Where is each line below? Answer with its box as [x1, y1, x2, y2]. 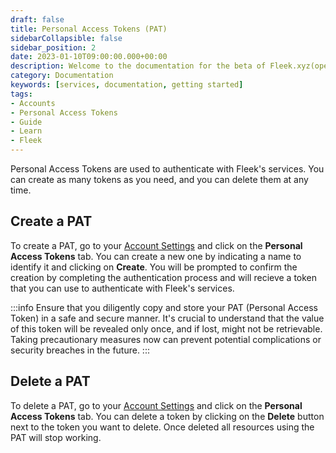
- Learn [10, 126, 43, 136]
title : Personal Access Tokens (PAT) [10, 24, 168, 34]
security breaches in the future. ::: [10, 344, 150, 356]
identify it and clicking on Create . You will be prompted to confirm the [10, 261, 298, 273]
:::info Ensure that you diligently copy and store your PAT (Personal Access [10, 301, 318, 313]
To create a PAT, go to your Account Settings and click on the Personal [10, 239, 303, 251]
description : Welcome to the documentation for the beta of [10, 61, 267, 71]
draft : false [10, 14, 65, 25]
